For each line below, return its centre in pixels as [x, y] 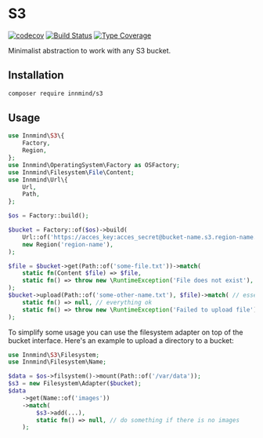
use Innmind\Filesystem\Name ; [58, 362]
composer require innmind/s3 [56, 93]
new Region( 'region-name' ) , [68, 244]
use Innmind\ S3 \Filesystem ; [54, 355]
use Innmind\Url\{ [38, 180]
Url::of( [36, 237]
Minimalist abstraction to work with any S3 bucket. [90, 50]
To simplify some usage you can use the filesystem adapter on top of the [126, 332]
